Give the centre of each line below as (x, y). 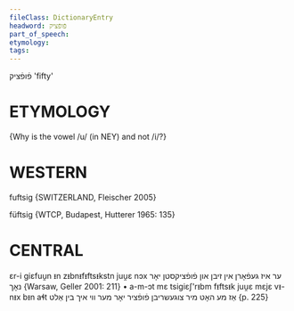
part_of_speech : (39, 34)
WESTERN (48, 172)
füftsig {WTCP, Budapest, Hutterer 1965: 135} (92, 214)
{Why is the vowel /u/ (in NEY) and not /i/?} (88, 137)
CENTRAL (46, 251)
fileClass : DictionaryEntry (61, 17)
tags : (19, 51)
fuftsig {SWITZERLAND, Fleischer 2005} (83, 197)
